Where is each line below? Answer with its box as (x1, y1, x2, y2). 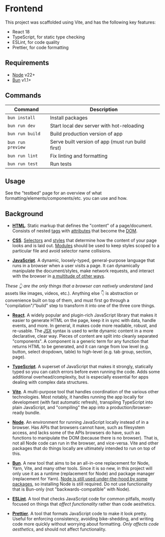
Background (5, 210, 43, 218)
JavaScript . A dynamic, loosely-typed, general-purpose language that (12, 257, 155, 263)
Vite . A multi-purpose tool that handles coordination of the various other (12, 389, 159, 395)
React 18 (12, 29, 30, 34)
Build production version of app (50, 130, 123, 137)
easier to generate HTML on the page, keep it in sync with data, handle (12, 317, 156, 323)
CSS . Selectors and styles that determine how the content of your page (12, 237, 157, 244)
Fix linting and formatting (50, 152, 108, 159)
